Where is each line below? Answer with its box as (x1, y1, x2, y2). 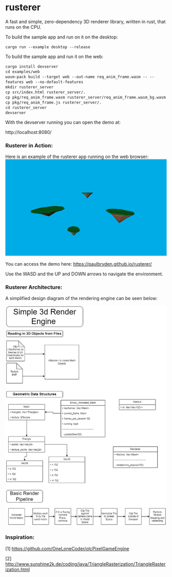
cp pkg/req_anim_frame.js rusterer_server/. (5, 100, 102, 105)
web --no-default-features (26, 79, 83, 85)
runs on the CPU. (5, 24, 41, 30)
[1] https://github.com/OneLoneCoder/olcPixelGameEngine (5, 545, 130, 551)
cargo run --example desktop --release (5, 44, 91, 50)
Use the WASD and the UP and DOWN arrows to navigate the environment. (5, 271, 163, 277)
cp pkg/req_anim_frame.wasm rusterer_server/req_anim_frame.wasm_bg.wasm (5, 94, 166, 100)
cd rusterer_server (5, 105, 47, 110)
